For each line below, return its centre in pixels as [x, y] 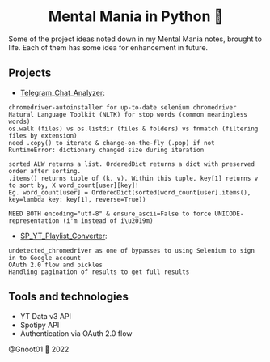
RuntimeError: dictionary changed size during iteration [106, 150]
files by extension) [43, 136]
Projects [30, 73]
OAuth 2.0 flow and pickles [56, 265]
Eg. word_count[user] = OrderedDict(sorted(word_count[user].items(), [130, 192]
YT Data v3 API [45, 316]
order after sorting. [45, 171]
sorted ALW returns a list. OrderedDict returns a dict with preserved [131, 164]
